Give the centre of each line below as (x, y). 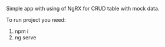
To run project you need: (36, 20)
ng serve (25, 37)
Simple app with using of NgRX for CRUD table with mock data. (83, 9)
